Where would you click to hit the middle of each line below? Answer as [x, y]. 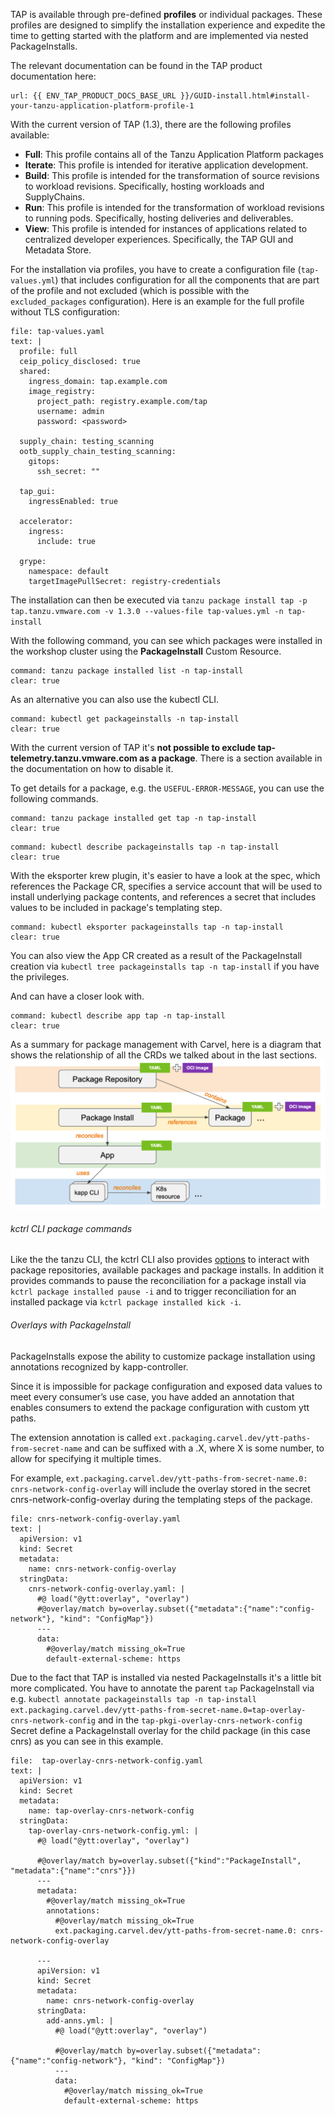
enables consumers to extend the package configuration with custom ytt [160, 1407]
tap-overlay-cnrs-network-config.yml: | [113, 1830]
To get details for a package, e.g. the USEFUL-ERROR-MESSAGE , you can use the [167, 788]
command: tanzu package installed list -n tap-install [127, 671]
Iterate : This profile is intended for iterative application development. [166, 165]
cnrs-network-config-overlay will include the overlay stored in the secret [160, 1488]
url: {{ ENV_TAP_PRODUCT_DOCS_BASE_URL [93, 96]
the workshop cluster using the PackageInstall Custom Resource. [146, 651]
